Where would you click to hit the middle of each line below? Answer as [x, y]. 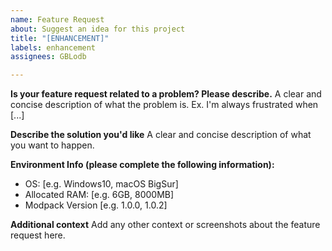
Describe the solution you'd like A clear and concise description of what [161, 135]
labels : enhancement [53, 47]
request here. [38, 235]
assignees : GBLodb [48, 57]
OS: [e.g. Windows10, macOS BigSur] [101, 184]
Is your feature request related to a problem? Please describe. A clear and [166, 94]
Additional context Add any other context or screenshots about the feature [165, 225]
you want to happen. [52, 145]
